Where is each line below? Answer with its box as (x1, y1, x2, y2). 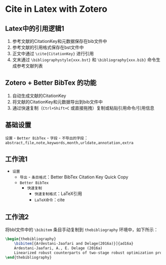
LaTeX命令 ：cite (34, 197, 65, 203)
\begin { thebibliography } (5, 236, 56, 242)
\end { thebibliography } (5, 255, 52, 260)
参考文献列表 (16, 63, 43, 68)
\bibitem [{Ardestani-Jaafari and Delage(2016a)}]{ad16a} (14, 241, 134, 246)
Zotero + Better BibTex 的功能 (5, 79, 97, 87)
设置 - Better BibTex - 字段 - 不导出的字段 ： (5, 134, 89, 141)
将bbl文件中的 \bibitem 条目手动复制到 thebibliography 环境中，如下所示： (5, 227, 158, 232)
